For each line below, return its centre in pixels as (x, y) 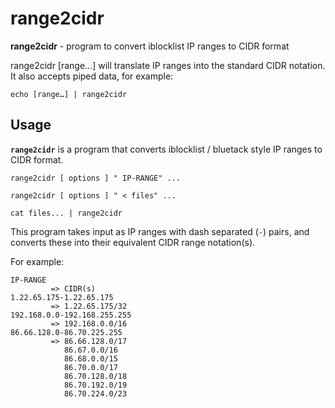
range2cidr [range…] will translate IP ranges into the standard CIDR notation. (168, 65)
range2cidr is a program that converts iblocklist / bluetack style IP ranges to (166, 149)
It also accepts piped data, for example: (92, 76)
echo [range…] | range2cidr (69, 94)
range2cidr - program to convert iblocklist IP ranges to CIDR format (150, 46)
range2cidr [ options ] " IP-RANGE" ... (96, 178)
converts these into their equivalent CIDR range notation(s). (133, 242)
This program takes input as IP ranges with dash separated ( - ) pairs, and (160, 231)
